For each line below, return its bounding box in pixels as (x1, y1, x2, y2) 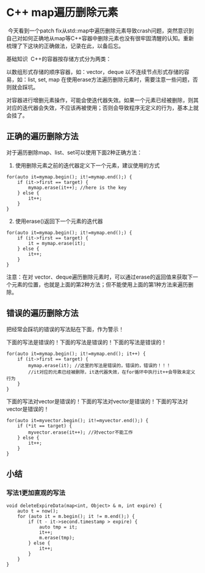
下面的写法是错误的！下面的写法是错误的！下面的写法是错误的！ (6, 338, 167, 346)
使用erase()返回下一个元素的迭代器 (15, 217, 103, 225)
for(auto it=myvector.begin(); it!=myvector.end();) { (6, 417, 149, 423)
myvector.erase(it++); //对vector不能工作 (28, 429, 133, 436)
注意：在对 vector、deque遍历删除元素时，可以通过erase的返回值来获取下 (6, 273, 193, 280)
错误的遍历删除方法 (6, 308, 79, 318)
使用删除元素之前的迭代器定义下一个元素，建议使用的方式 (15, 161, 160, 169)
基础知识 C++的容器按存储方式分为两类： (6, 55, 112, 62)
